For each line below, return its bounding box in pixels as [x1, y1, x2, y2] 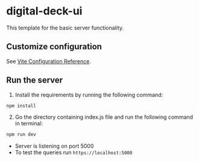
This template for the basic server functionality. [6, 24, 124, 31]
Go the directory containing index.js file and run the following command [14, 113, 194, 121]
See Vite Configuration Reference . [6, 57, 92, 64]
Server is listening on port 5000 [14, 143, 94, 150]
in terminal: [14, 120, 43, 127]
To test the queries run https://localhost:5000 [14, 149, 133, 156]
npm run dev [6, 131, 36, 138]
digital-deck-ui [6, 4, 83, 18]
